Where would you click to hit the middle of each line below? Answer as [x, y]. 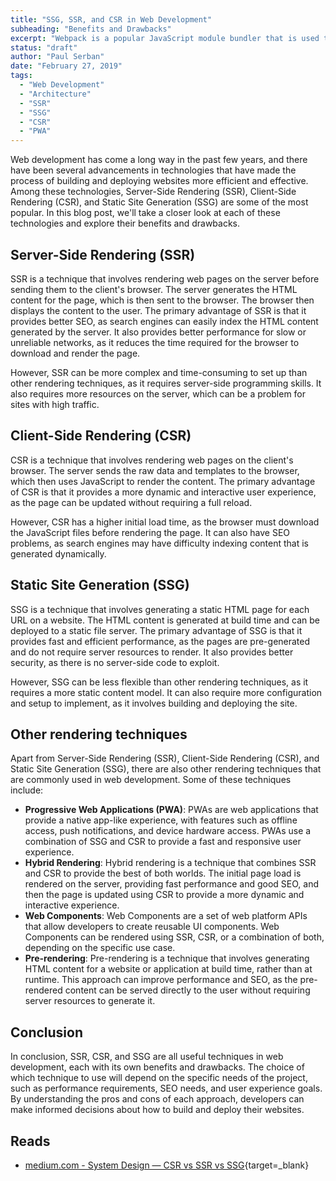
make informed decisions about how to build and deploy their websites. [157, 1110]
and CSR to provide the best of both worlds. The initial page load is [163, 873]
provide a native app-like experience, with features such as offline [161, 820]
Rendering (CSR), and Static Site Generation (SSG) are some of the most [159, 202]
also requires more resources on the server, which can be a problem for [158, 393]
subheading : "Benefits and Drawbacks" [91, 29]
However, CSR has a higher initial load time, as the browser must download [165, 522]
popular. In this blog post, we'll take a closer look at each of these [145, 213]
